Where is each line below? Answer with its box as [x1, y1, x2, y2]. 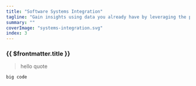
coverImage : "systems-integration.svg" [6, 25, 103, 31]
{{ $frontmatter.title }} [6, 50, 71, 58]
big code [6, 74, 27, 80]
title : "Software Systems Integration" [6, 8, 103, 15]
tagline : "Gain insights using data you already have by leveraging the [6, 14, 187, 20]
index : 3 [6, 30, 27, 36]
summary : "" [6, 19, 35, 25]
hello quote [20, 63, 48, 70]
